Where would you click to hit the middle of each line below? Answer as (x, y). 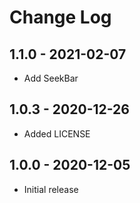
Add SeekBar (51, 78)
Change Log (60, 17)
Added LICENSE (57, 133)
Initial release (51, 189)
